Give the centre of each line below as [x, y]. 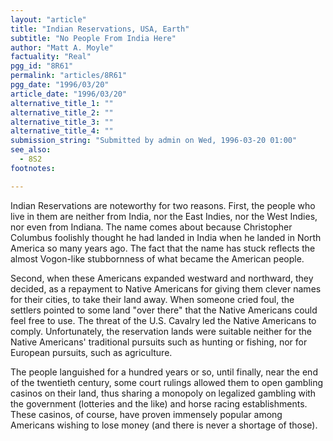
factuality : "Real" [51, 57]
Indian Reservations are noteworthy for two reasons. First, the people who [163, 205]
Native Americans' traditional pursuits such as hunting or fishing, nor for [159, 342]
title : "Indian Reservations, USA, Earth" [100, 29]
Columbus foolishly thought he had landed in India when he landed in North [166, 237]
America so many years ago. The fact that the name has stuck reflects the [163, 248]
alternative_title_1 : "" [62, 103]
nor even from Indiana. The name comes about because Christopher [151, 227]
